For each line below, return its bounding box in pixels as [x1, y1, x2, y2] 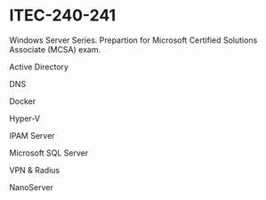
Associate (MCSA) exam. [9, 44, 101, 54]
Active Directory [9, 61, 69, 72]
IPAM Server [9, 130, 55, 140]
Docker [9, 95, 36, 107]
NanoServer [9, 181, 53, 192]
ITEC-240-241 [9, 5, 117, 26]
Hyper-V [9, 113, 41, 124]
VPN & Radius [9, 164, 60, 175]
